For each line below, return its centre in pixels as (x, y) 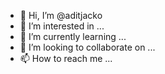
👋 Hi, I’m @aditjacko (61, 15)
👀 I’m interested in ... (62, 26)
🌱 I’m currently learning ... (73, 36)
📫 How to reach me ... (66, 58)
